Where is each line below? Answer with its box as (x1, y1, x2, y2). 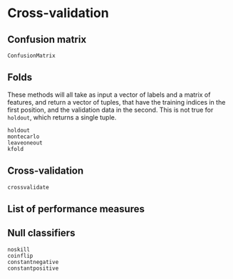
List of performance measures (7, 203, 145, 215)
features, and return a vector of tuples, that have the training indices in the (7, 98, 226, 106)
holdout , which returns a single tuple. (7, 112, 117, 122)
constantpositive (7, 265, 59, 272)
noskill (7, 246, 31, 253)
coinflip (7, 252, 33, 259)
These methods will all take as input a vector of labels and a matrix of (7, 90, 211, 99)
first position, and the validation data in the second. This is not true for (7, 105, 214, 114)
